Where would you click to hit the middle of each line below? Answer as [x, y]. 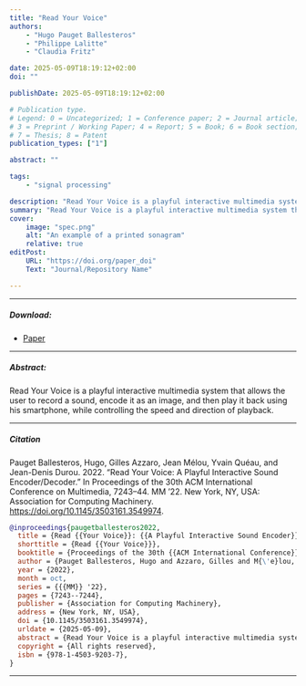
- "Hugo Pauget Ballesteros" [81, 35]
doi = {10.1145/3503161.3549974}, [83, 621]
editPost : [28, 253]
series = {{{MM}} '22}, [62, 587]
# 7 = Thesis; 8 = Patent [58, 135]
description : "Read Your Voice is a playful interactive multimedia [142, 202]
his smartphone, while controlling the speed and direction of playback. [142, 410]
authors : [26, 26]
